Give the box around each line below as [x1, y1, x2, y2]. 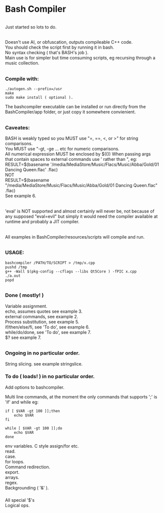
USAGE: [5, 249, 24, 256]
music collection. [5, 60, 40, 66]
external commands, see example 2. [5, 313, 78, 319]
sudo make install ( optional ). [5, 95, 73, 100]
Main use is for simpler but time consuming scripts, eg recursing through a [5, 55, 156, 61]
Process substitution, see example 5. [5, 319, 79, 325]
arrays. [5, 474, 20, 480]
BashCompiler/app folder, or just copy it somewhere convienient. [5, 109, 136, 115]
